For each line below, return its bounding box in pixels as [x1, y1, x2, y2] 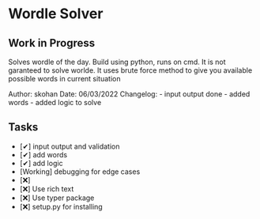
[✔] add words [19, 149, 68, 159]
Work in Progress [8, 36, 96, 50]
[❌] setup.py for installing [19, 202, 103, 211]
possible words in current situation [8, 74, 121, 83]
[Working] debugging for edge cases [19, 167, 141, 176]
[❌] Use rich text [19, 183, 74, 194]
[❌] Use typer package [19, 193, 95, 202]
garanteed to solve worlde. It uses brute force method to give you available [8, 66, 253, 75]
